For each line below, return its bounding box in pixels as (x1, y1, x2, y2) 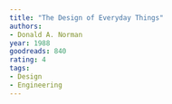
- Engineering (9, 80, 63, 90)
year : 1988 (9, 38, 51, 48)
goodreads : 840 (9, 47, 67, 56)
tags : (9, 64, 30, 73)
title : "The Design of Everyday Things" (9, 13, 165, 23)
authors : (9, 22, 43, 31)
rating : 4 (9, 55, 47, 64)
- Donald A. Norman (9, 30, 83, 39)
